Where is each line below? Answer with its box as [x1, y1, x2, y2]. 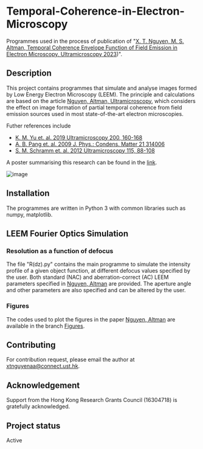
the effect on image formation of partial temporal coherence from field [6, 104, 182, 111]
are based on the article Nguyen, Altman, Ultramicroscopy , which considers [6, 97, 196, 104]
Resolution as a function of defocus [6, 246, 114, 255]
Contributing [6, 340, 56, 350]
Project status [6, 420, 61, 431]
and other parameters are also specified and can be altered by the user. [6, 287, 186, 294]
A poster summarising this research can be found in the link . [6, 159, 157, 166]
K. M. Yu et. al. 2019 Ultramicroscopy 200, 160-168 [15, 134, 143, 141]
